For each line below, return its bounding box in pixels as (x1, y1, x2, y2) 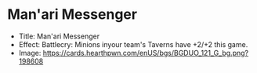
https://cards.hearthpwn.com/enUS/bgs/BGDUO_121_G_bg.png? (42, 48, 248, 57)
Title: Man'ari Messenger (18, 31, 100, 41)
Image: (18, 48, 42, 57)
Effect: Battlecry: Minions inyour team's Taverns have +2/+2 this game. (18, 39, 248, 49)
